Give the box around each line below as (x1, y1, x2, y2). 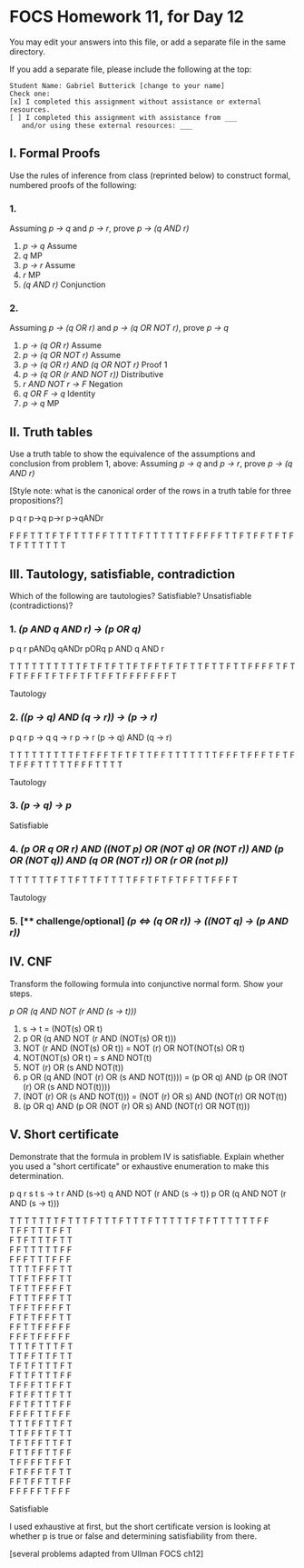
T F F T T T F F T (9, 1224, 73, 1235)
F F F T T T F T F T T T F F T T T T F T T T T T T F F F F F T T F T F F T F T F (9, 530, 295, 542)
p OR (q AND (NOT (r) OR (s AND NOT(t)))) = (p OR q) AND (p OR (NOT (22, 1071, 289, 1083)
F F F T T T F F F (9, 1253, 72, 1264)
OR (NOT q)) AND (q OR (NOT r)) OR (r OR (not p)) (9, 854, 229, 866)
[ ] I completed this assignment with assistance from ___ (9, 113, 238, 122)
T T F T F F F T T (9, 1273, 73, 1283)
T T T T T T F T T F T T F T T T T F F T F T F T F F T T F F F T (9, 874, 238, 885)
